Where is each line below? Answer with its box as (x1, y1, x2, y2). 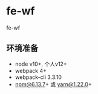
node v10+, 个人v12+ (15, 60, 68, 67)
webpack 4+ (15, 67, 47, 74)
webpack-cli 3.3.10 (15, 74, 62, 81)
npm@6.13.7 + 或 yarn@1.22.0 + (15, 80, 92, 88)
